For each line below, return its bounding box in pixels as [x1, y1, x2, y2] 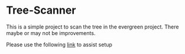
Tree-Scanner [6, 4, 76, 17]
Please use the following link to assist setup [6, 41, 112, 48]
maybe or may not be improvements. [6, 29, 96, 36]
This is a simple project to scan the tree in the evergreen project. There [6, 23, 179, 30]
